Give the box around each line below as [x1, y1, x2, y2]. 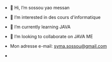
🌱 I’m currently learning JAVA [10, 24, 71, 30]
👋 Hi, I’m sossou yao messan [10, 5, 70, 10]
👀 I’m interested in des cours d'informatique [10, 14, 101, 20]
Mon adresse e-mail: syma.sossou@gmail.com [10, 43, 107, 49]
